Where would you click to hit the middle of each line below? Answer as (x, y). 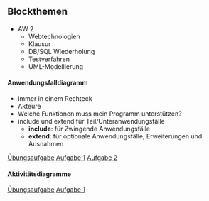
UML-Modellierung (56, 66)
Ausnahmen (46, 144)
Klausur (39, 44)
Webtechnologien (54, 36)
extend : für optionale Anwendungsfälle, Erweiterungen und (115, 136)
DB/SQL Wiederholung (61, 51)
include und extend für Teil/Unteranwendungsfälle (91, 121)
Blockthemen (38, 12)
